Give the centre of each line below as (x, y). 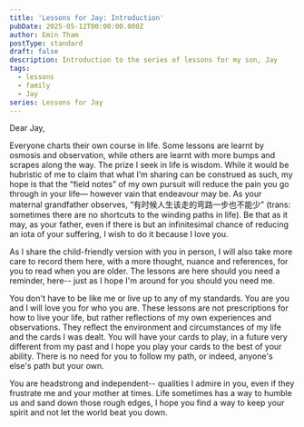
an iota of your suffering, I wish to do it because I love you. (119, 234)
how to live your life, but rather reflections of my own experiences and (141, 318)
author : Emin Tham (44, 35)
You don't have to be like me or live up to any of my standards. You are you (150, 298)
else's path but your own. (57, 366)
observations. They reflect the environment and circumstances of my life (145, 327)
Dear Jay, (27, 128)
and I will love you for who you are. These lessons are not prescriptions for (149, 308)
